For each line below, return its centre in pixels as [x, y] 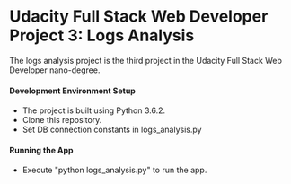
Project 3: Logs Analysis [102, 35]
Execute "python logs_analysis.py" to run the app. [115, 170]
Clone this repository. [62, 120]
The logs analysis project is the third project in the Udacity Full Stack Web [146, 60]
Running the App [41, 150]
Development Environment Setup [73, 91]
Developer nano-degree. [55, 70]
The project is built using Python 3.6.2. [94, 110]
